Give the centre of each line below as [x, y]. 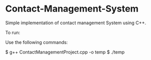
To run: [13, 32]
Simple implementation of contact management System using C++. [76, 23]
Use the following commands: [36, 42]
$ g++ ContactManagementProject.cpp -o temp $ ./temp [65, 52]
